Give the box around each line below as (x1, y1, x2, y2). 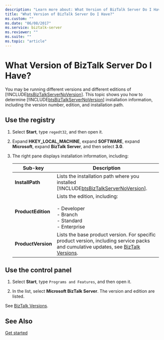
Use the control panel (5, 266, 72, 274)
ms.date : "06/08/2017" (5, 20, 51, 26)
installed (57, 179, 77, 186)
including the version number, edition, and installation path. (5, 102, 124, 108)
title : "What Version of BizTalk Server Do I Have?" (5, 12, 115, 17)
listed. (12, 293, 25, 300)
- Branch (57, 211, 78, 218)
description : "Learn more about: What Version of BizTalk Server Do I (5, 7, 152, 12)
